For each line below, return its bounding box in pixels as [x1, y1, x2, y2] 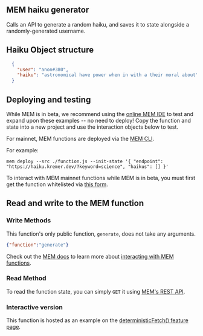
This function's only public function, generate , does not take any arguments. [6, 230, 196, 237]
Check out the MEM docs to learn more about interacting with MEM [6, 253, 174, 260]
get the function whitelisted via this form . [6, 181, 109, 188]
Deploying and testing [6, 94, 91, 105]
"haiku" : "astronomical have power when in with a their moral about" [17, 72, 199, 78]
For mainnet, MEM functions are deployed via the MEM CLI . [6, 135, 155, 142]
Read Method [6, 274, 47, 283]
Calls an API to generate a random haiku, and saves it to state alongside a [6, 21, 189, 28]
